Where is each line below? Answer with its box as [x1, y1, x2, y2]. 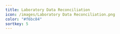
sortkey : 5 [5, 21, 29, 26]
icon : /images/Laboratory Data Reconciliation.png [5, 12, 115, 17]
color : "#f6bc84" [5, 16, 42, 21]
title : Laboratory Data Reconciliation [5, 7, 90, 12]
